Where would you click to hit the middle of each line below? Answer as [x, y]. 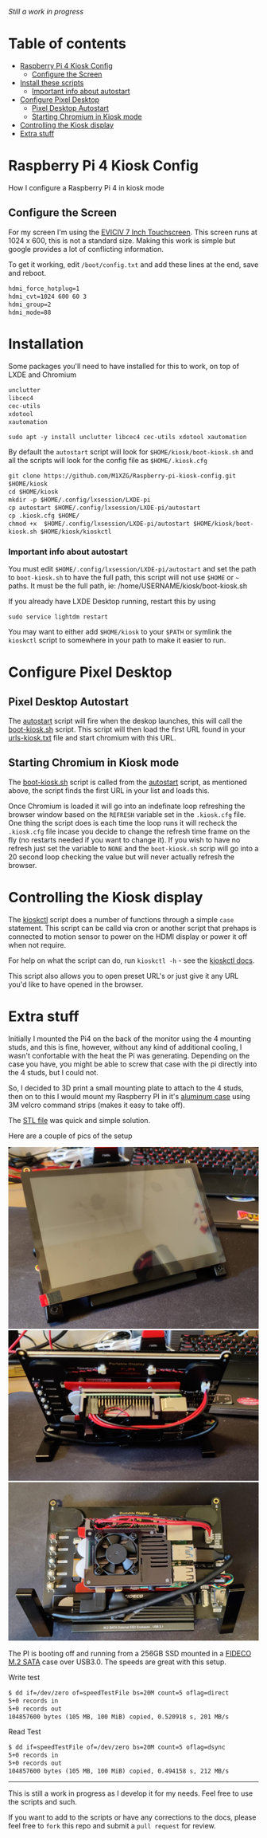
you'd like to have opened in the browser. [76, 984]
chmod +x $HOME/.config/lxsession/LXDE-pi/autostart [99, 524]
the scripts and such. [43, 1802]
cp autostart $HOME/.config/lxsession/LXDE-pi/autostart [104, 508]
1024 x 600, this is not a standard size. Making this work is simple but [122, 240]
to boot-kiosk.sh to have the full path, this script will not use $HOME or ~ [124, 577]
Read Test [25, 1732]
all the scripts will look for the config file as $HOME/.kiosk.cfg [108, 460]
